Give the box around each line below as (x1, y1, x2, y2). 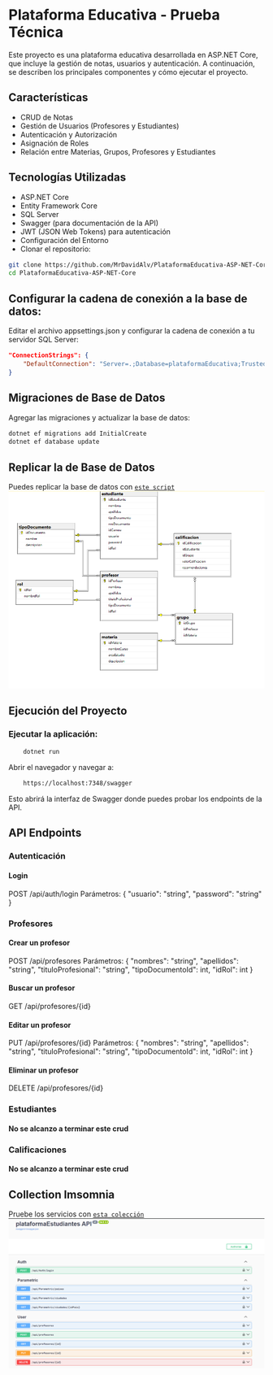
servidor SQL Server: (8, 335, 79, 345)
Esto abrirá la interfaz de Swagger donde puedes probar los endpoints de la (8, 794, 262, 804)
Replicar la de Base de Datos (8, 460, 156, 474)
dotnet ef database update (8, 437, 100, 446)
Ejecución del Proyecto (8, 704, 128, 718)
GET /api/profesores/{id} (8, 1001, 92, 1011)
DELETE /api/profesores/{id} (8, 1083, 104, 1093)
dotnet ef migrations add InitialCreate (8, 429, 148, 437)
